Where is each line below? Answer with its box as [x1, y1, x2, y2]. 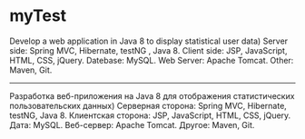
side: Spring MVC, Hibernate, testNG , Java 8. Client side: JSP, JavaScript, [9, 45, 288, 55]
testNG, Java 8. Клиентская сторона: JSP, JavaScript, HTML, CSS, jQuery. [9, 110, 291, 121]
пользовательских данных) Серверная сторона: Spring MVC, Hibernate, [9, 100, 288, 111]
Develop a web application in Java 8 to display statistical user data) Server [9, 35, 289, 46]
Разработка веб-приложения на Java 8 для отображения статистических [9, 90, 295, 101]
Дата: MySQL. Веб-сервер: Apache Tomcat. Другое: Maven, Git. [9, 119, 255, 130]
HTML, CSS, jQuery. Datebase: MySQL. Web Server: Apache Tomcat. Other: [9, 55, 294, 65]
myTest [9, 5, 67, 26]
